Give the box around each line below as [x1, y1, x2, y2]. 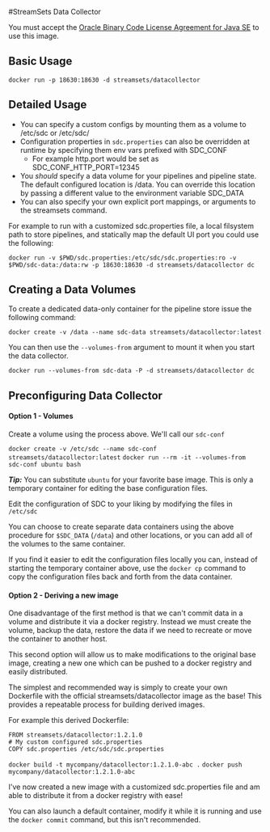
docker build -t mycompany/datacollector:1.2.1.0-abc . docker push [8, 761, 243, 769]
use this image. [8, 32, 59, 40]
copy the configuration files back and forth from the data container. [8, 572, 233, 581]
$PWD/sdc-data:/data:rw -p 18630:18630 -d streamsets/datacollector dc [8, 260, 255, 269]
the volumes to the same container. [8, 539, 126, 549]
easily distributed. [8, 667, 68, 677]
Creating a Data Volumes [8, 283, 137, 297]
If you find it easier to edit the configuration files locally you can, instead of [8, 555, 258, 564]
